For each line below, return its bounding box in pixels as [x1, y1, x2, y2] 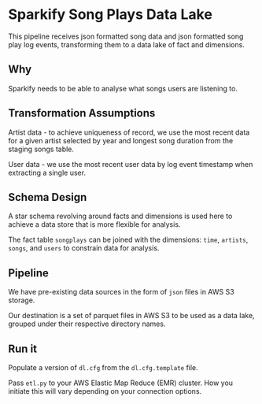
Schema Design [8, 191, 87, 204]
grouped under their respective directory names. [8, 319, 166, 328]
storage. [8, 295, 35, 305]
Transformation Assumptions [8, 106, 156, 120]
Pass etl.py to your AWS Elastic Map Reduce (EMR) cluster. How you [8, 378, 234, 387]
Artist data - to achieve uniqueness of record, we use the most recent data [8, 128, 250, 137]
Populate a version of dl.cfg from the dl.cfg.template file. [8, 363, 198, 372]
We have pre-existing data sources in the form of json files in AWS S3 [8, 287, 234, 297]
